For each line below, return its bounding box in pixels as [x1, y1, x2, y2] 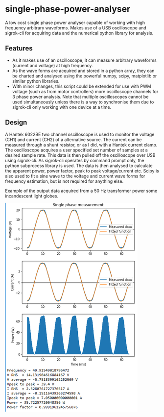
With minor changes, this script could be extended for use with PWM [12, 83, 151, 89]
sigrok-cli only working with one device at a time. [12, 104, 112, 110]
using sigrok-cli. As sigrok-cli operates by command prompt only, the [5, 157, 144, 163]
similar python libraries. [12, 78, 60, 84]
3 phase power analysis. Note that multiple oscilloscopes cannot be [12, 94, 149, 99]
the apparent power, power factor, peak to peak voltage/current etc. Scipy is [5, 168, 159, 173]
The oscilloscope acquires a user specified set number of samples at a [5, 147, 148, 153]
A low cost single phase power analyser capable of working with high [5, 20, 145, 25]
